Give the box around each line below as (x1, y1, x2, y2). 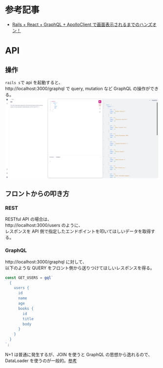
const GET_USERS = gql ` (5, 275, 54, 280)
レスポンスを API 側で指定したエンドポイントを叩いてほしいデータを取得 (5, 228, 151, 234)
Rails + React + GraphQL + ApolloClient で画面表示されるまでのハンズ (12, 21, 153, 27)
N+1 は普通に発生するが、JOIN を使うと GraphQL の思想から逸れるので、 (5, 351, 153, 357)
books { (18, 306, 34, 311)
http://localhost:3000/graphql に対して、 (5, 259, 87, 265)
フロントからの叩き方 (5, 190, 69, 198)
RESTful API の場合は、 (5, 216, 52, 222)
